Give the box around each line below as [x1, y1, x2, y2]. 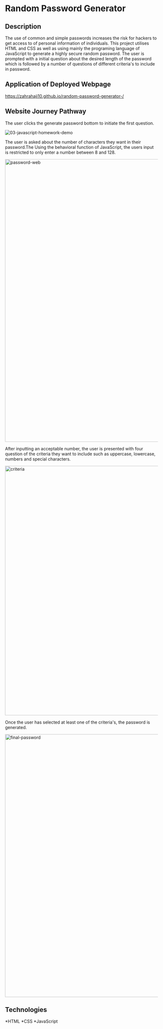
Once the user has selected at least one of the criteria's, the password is [5, 719, 150, 725]
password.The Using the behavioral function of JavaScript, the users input [5, 144, 154, 150]
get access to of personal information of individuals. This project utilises [5, 40, 149, 46]
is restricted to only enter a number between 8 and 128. [5, 149, 116, 155]
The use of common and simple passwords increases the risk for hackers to [5, 35, 157, 41]
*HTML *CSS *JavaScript [5, 1018, 58, 1024]
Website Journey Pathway [5, 107, 86, 116]
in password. [5, 66, 31, 72]
